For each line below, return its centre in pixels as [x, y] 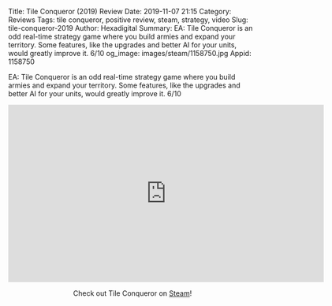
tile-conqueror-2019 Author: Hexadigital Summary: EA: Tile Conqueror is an [131, 28]
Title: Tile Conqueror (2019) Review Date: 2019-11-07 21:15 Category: [120, 11]
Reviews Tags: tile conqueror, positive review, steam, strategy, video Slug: [128, 20]
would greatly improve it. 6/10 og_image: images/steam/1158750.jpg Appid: [130, 53]
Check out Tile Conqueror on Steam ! [132, 293]
